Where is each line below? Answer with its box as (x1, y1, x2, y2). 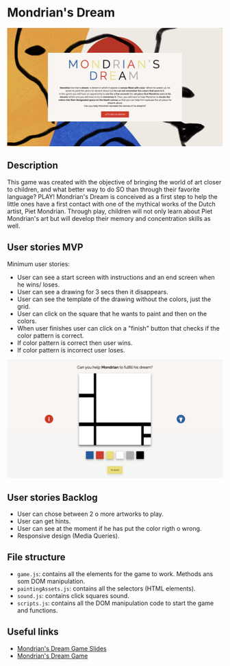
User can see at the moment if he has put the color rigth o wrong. (16, 525, 202, 533)
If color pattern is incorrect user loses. (16, 346, 125, 354)
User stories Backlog (7, 492, 98, 503)
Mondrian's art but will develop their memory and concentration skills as (7, 214, 211, 222)
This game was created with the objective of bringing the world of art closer (7, 178, 222, 186)
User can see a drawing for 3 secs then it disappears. (16, 287, 169, 296)
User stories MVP (7, 241, 84, 253)
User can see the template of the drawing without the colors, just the (16, 295, 212, 303)
